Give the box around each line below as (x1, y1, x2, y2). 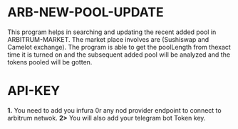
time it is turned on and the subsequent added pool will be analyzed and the (7, 50, 230, 59)
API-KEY (7, 83, 61, 99)
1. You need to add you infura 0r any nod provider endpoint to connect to (7, 106, 222, 114)
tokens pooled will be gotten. (7, 57, 93, 66)
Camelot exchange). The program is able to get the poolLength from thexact (7, 43, 232, 51)
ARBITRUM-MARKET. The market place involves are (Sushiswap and (7, 35, 209, 43)
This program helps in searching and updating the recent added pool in (7, 28, 217, 36)
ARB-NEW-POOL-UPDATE (7, 4, 164, 21)
